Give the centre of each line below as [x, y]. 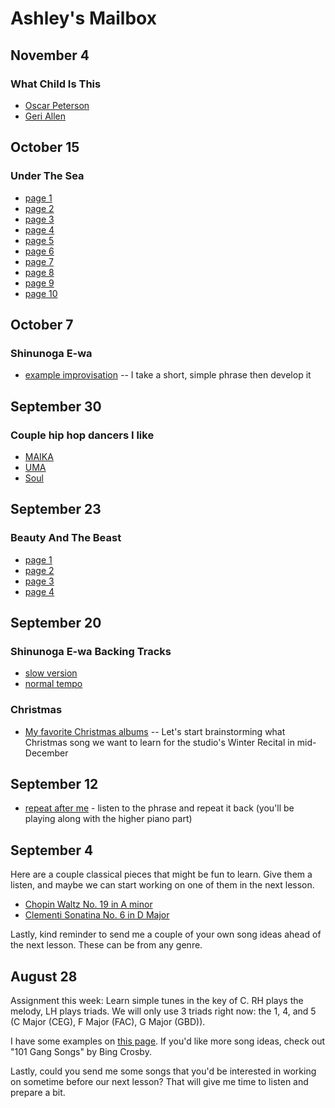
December [46, 753]
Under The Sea [47, 176]
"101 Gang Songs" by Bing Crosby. [81, 1052]
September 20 [56, 623]
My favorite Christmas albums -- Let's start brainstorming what [155, 731]
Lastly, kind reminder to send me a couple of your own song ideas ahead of [166, 934]
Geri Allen [45, 116]
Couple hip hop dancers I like [82, 435]
